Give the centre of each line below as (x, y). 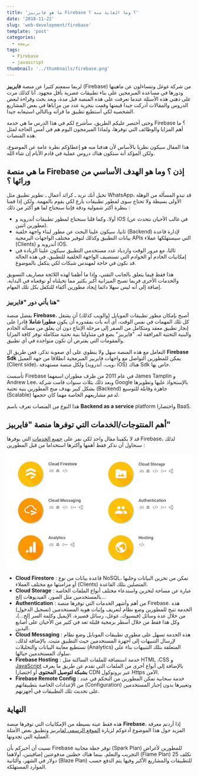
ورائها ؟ (19, 181)
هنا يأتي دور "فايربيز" (33, 303)
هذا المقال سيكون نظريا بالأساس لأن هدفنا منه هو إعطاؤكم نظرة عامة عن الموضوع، (98, 147)
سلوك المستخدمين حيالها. (43, 654)
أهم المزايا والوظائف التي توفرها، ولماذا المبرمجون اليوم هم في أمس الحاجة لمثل (95, 129)
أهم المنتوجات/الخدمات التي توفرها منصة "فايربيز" (89, 425)
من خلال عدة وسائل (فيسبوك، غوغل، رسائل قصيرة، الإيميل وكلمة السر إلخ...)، (100, 616)
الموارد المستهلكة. (27, 767)
